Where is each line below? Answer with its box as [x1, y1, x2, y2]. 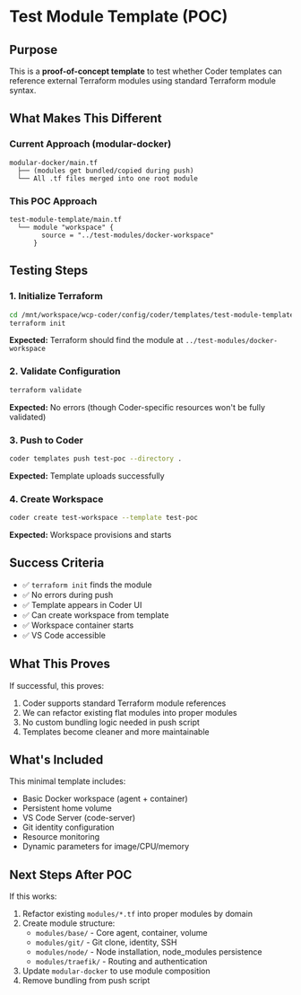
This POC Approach [9, 195, 98, 207]
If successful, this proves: [9, 680, 105, 691]
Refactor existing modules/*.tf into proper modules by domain [21, 909, 254, 920]
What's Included [9, 752, 104, 767]
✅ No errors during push [21, 589, 114, 600]
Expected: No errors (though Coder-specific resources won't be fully [9, 401, 266, 412]
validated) [9, 411, 47, 422]
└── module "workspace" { [17, 223, 115, 232]
